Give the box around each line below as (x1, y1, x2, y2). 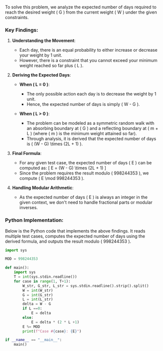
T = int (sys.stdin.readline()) (14, 274, 77, 279)
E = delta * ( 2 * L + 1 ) (31, 319, 79, 325)
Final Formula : (12, 151, 42, 156)
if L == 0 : (22, 306, 42, 311)
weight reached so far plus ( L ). (19, 63, 84, 69)
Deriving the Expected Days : (12, 72, 72, 78)
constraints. (5, 15, 29, 20)
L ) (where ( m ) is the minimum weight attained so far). (26, 131, 137, 136)
